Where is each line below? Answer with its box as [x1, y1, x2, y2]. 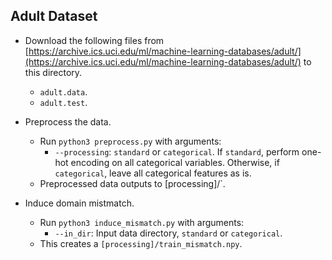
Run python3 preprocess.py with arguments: [39, 135, 222, 147]
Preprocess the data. [24, 115, 112, 128]
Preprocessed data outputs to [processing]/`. [39, 177, 226, 189]
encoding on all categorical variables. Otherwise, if [70, 156, 280, 168]
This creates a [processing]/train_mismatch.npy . [39, 237, 243, 249]
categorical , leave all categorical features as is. [54, 167, 252, 179]
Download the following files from [24, 34, 165, 46]
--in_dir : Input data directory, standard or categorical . [54, 227, 283, 239]
